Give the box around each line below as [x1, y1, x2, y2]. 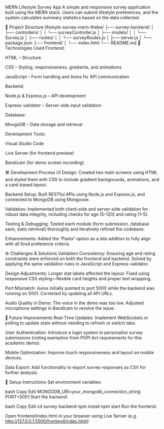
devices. [5, 355, 23, 361]
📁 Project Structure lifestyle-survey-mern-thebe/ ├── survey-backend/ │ [5, 24, 154, 30]
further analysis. [5, 369, 38, 375]
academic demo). [5, 340, 41, 346]
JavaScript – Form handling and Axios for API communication [5, 74, 130, 79]
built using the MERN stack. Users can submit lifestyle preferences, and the [5, 9, 159, 15]
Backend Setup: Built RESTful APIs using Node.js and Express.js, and [5, 192, 145, 197]
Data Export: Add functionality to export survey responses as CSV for [5, 364, 146, 370]
